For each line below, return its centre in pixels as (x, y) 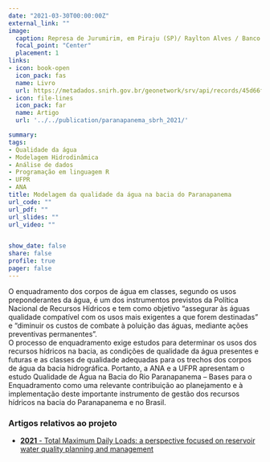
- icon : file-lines (41, 98)
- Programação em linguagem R (59, 172)
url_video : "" (32, 225)
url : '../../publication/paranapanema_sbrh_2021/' (102, 121)
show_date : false (37, 246)
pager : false (30, 268)
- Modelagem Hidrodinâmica (53, 157)
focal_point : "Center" (53, 46)
